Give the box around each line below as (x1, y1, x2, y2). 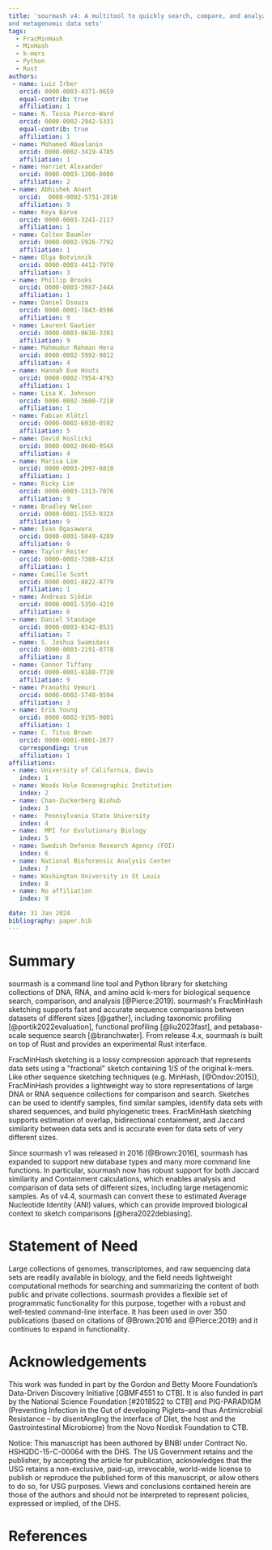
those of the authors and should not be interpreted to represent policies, (8, 1490, 249, 1500)
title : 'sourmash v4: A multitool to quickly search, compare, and (8, 11, 241, 20)
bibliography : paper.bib (8, 917, 92, 925)
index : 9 (19, 894, 49, 903)
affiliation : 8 (19, 653, 70, 661)
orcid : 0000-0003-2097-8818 (19, 464, 114, 473)
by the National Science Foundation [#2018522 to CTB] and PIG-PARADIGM (8, 1397, 261, 1406)
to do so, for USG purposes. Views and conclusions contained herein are (8, 1481, 252, 1491)
